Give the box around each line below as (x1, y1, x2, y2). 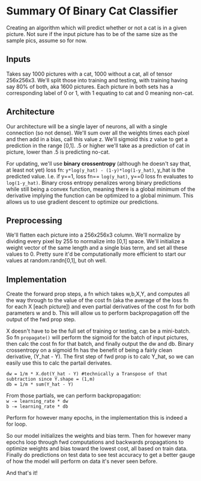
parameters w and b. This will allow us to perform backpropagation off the (6, 309, 190, 316)
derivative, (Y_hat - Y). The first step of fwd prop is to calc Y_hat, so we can (6, 353, 194, 360)
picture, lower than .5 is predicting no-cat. (6, 148, 110, 156)
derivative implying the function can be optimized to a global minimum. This (6, 192, 194, 199)
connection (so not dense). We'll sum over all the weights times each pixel (6, 129, 190, 136)
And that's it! (6, 470, 38, 477)
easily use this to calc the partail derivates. (6, 359, 112, 367)
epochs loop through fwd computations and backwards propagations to (6, 438, 184, 446)
